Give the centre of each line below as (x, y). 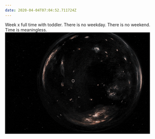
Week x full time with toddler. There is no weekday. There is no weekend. (78, 25)
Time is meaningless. (26, 30)
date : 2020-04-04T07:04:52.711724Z (41, 10)
